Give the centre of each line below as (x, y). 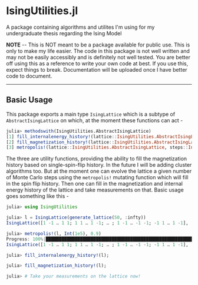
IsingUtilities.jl (42, 11)
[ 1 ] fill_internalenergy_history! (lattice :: (62, 136)
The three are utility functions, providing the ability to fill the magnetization (97, 159)
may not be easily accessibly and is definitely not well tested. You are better (98, 57)
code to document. (29, 76)
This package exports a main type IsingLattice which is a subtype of (91, 114)
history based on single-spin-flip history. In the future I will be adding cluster (99, 165)
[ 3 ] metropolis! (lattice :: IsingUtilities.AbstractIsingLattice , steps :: (97, 147)
